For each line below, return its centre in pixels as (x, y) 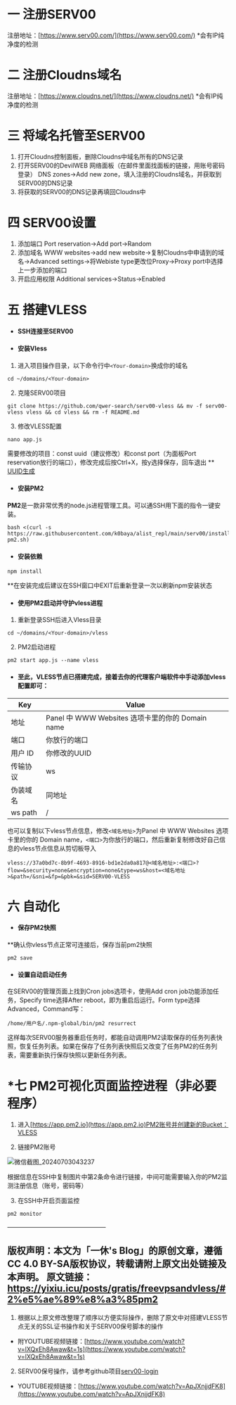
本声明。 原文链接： (50, 1277)
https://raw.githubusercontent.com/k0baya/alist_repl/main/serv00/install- (120, 533)
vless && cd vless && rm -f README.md (83, 412)
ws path (24, 812)
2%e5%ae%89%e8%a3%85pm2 (83, 1300)
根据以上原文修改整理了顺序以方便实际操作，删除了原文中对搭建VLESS (119, 1317)
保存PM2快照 (37, 928)
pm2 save (20, 958)
